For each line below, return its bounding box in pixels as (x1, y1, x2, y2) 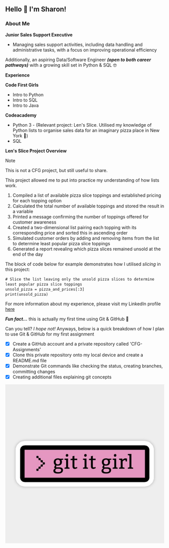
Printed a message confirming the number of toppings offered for (12, 213, 149, 220)
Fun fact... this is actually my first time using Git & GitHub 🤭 (5, 316, 129, 322)
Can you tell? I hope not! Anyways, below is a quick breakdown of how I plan (5, 325, 164, 332)
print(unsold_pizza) (5, 292, 49, 297)
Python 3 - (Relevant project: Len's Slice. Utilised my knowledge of (12, 122, 152, 128)
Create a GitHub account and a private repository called (12, 341, 129, 347)
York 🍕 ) (12, 132, 29, 139)
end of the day (12, 251, 43, 257)
